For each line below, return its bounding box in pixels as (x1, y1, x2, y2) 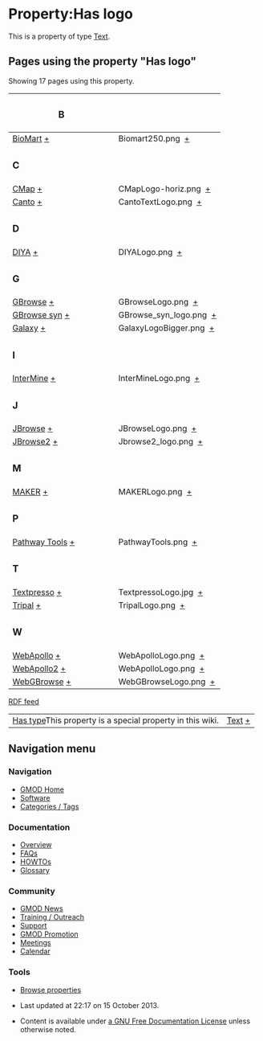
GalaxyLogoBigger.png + (118, 322, 215, 334)
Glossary (19, 865, 51, 875)
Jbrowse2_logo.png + (118, 436, 203, 447)
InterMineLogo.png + (118, 373, 200, 384)
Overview (19, 839, 52, 849)
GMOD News (19, 904, 63, 913)
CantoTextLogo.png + (118, 196, 202, 207)
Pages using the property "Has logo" (8, 55, 196, 68)
